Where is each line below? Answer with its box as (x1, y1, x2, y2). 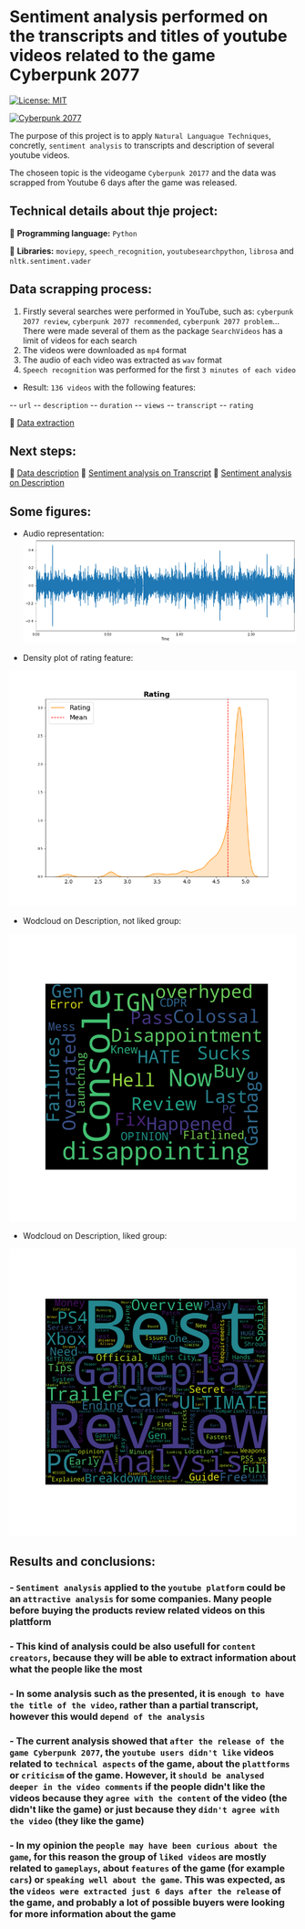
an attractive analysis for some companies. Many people (9, 1593, 272, 1606)
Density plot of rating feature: (22, 653, 134, 664)
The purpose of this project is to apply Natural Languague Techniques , (9, 130, 271, 141)
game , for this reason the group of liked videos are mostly (9, 1850, 267, 1863)
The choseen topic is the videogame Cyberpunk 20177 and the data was (9, 167, 277, 178)
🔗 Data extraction (9, 417, 75, 428)
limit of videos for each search (22, 335, 137, 346)
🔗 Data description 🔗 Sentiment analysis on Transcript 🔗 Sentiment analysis (9, 467, 292, 478)
